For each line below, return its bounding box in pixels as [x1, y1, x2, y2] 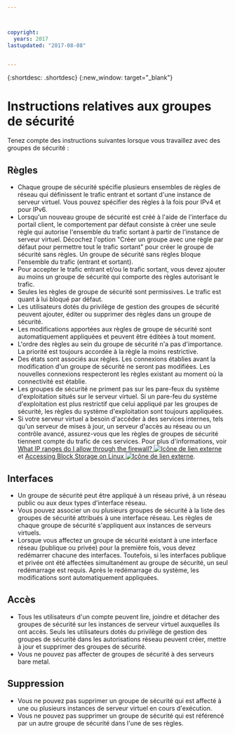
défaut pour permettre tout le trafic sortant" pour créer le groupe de [17, 243, 214, 251]
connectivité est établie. [17, 377, 87, 386]
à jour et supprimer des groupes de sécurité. [17, 642, 147, 651]
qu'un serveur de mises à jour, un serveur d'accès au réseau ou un [17, 422, 212, 431]
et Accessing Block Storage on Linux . [17, 452, 196, 461]
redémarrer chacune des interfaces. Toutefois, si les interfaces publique [17, 550, 227, 559]
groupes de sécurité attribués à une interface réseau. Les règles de [17, 513, 213, 521]
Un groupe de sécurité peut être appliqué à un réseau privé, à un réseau [17, 491, 227, 500]
